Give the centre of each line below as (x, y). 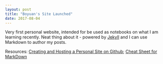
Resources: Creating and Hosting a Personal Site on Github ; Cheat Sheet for (81, 51)
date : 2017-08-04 (23, 18)
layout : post (18, 9)
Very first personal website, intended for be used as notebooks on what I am (82, 32)
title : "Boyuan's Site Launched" (39, 14)
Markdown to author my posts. (36, 42)
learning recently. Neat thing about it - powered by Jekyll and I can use (76, 37)
